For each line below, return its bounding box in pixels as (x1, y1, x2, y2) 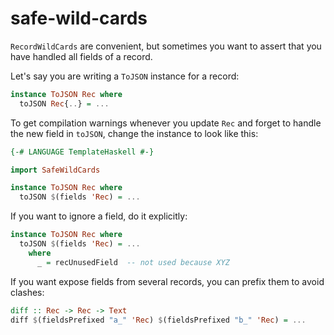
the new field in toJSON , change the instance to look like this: (10, 127, 259, 139)
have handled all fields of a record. (10, 50, 153, 62)
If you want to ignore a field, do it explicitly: (10, 210, 188, 222)
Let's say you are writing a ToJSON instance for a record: (10, 70, 240, 82)
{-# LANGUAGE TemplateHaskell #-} (10, 147, 155, 157)
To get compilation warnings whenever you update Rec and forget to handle (10, 117, 322, 129)
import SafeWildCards (10, 165, 101, 175)
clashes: (10, 286, 45, 298)
